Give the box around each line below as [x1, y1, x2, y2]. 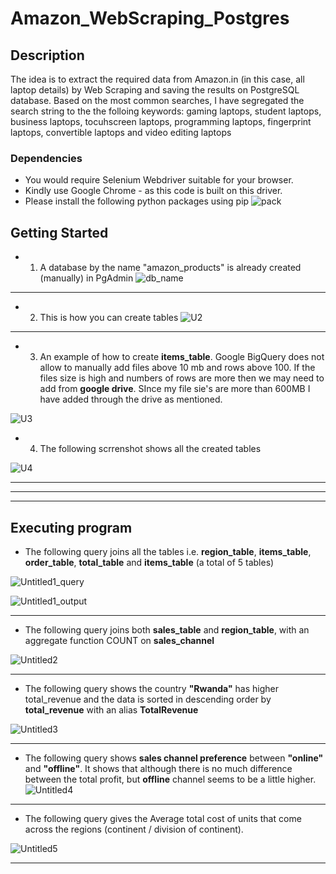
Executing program [10, 519, 133, 536]
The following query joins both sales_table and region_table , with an [24, 623, 310, 636]
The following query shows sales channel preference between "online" [24, 752, 324, 764]
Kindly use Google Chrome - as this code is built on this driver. [24, 185, 283, 197]
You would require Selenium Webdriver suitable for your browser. [24, 174, 294, 186]
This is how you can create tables [39, 312, 179, 324]
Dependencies [10, 151, 83, 165]
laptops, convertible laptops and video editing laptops [10, 127, 232, 138]
